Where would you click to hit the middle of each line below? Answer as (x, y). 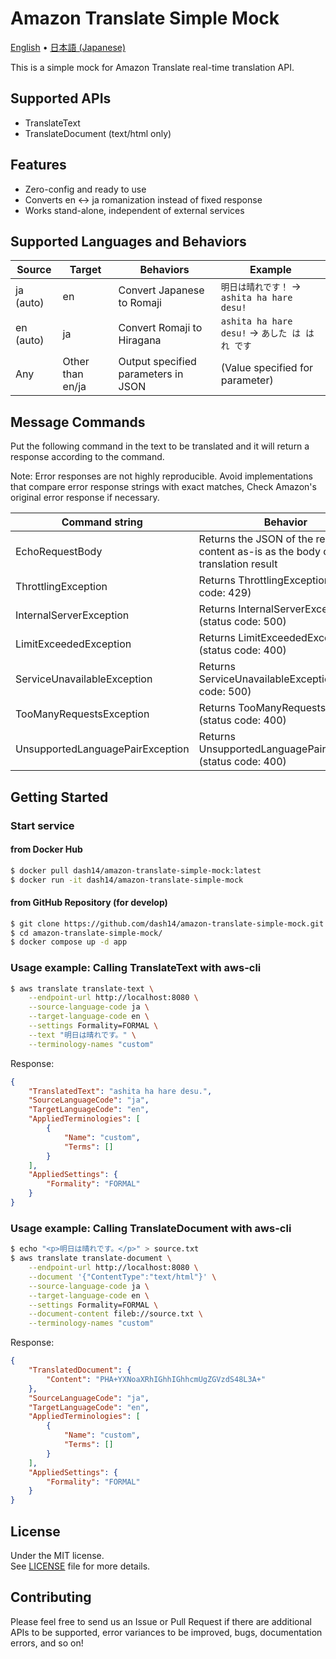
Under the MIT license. (57, 1555)
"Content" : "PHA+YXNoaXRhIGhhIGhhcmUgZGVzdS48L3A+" (156, 1379)
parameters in (151, 374)
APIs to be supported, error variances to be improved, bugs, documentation (166, 1632)
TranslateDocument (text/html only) (98, 133)
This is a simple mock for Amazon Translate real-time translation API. (152, 67)
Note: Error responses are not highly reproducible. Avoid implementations (161, 476)
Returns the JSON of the (256, 539)
